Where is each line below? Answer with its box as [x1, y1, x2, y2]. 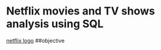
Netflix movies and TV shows [6, 4, 155, 18]
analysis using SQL [6, 17, 104, 31]
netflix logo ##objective [6, 37, 65, 44]
